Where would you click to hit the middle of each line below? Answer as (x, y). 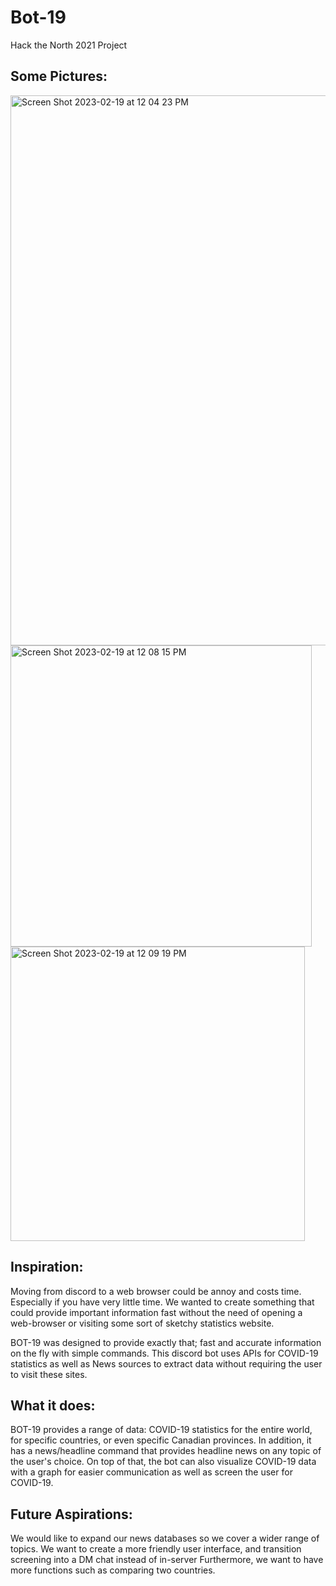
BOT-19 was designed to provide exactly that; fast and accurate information (166, 1342)
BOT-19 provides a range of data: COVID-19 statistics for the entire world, (161, 1430)
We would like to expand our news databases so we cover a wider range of (165, 1538)
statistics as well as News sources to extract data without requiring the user (166, 1363)
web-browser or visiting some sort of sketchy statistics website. (142, 1323)
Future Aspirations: (71, 1514)
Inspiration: (47, 1267)
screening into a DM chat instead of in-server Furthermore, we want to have (167, 1560)
